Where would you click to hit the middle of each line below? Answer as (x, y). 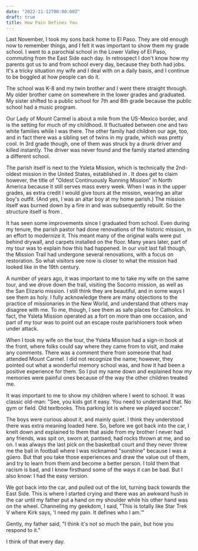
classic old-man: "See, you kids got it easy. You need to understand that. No (99, 402)
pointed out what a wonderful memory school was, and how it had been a (95, 365)
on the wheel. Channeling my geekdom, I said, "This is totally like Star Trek (97, 506)
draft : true (21, 17)
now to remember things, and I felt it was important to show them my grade (98, 45)
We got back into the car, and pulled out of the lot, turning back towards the (98, 487)
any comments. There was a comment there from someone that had (89, 353)
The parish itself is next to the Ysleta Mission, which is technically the (90, 168)
